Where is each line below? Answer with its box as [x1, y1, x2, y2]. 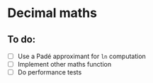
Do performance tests [17, 68, 82, 77]
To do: [7, 33, 36, 45]
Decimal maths [7, 5, 98, 21]
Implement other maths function [17, 60, 112, 69]
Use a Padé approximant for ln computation [17, 52, 147, 60]
